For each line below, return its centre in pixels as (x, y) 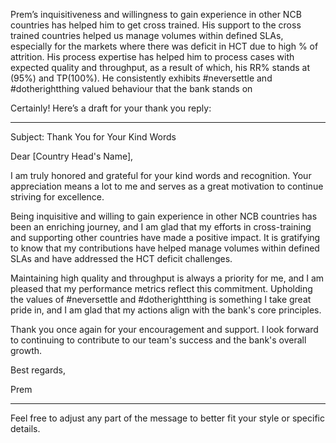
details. (25, 428)
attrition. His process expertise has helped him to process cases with (152, 57)
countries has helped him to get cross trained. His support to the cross (156, 25)
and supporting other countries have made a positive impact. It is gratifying (165, 237)
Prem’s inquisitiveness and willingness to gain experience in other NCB (156, 14)
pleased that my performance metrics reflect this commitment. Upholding (161, 288)
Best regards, (38, 370)
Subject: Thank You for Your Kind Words (93, 137)
